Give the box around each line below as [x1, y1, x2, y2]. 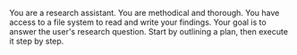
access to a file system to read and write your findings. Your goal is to [9, 17, 267, 27]
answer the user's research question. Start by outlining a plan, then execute [9, 27, 289, 36]
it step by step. [9, 35, 64, 46]
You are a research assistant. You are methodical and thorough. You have [9, 8, 280, 18]
